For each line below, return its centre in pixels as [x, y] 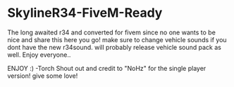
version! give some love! [43, 76]
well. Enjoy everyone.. [39, 55]
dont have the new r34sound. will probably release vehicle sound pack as [115, 47]
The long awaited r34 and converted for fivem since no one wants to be [112, 32]
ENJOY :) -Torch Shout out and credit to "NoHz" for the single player [107, 68]
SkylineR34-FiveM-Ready [85, 13]
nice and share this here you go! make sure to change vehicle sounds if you [117, 39]
